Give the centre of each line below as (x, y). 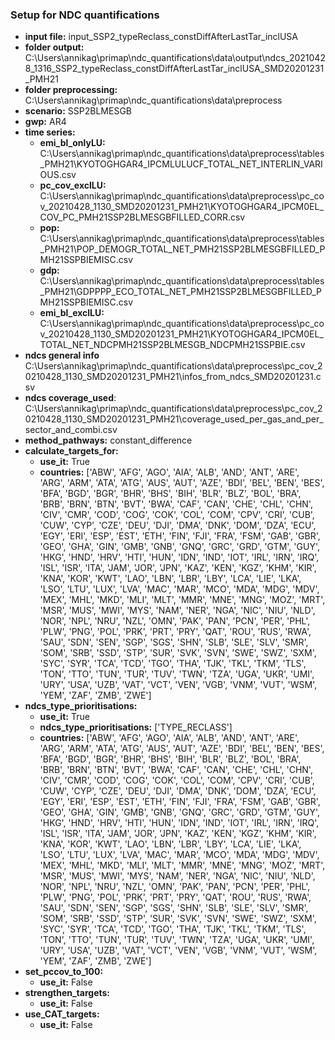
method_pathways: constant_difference (108, 440)
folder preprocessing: (71, 90)
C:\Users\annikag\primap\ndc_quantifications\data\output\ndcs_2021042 (175, 58)
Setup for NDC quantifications (85, 15)
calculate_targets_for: (71, 451)
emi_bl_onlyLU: (72, 143)
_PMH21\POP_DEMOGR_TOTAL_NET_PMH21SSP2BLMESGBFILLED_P (182, 249)
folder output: (54, 47)
